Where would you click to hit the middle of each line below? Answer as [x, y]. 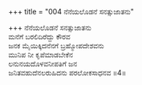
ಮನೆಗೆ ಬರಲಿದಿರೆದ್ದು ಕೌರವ [39, 36]
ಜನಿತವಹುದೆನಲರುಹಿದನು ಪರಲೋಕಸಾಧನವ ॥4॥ [67, 73]
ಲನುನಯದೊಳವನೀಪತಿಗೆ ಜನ [43, 64]
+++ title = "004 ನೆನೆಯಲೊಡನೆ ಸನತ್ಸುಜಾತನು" [71, 12]
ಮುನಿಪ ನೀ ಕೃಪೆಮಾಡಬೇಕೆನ [41, 55]
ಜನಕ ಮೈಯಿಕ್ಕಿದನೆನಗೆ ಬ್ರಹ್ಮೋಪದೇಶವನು [56, 46]
